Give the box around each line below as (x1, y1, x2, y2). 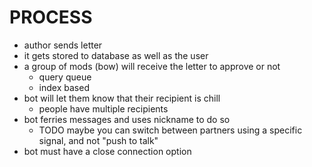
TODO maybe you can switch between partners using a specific (38, 124, 303, 136)
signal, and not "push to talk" (38, 134, 159, 146)
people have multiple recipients (38, 102, 169, 115)
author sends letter (23, 39, 103, 51)
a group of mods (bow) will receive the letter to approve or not (23, 60, 281, 72)
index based (38, 81, 90, 93)
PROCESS (9, 6, 93, 29)
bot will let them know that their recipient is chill (23, 92, 221, 104)
